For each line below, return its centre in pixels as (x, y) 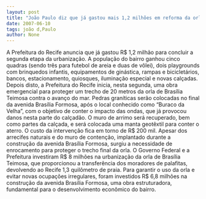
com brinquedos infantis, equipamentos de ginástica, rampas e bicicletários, (103, 72)
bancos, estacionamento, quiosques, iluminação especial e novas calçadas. (102, 79)
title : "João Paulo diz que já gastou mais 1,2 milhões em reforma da (98, 18)
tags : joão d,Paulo (31, 29)
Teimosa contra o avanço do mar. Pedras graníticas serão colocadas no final (103, 98)
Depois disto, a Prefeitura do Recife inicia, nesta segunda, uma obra (92, 85)
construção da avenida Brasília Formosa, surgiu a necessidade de (90, 144)
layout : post (23, 12)
